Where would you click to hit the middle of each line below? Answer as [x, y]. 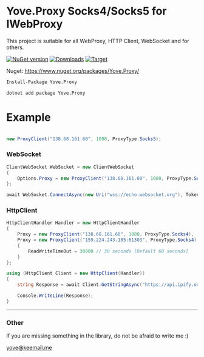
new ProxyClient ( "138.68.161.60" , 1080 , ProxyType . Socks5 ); [84, 139]
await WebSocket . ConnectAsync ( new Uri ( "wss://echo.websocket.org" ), [95, 195]
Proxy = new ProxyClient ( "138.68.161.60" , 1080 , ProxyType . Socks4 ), [106, 234]
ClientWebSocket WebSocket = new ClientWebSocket [70, 167]
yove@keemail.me [29, 348]
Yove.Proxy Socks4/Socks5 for [87, 11]
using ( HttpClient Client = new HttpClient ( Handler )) [76, 274]
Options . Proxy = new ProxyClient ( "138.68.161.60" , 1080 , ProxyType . [106, 178]
